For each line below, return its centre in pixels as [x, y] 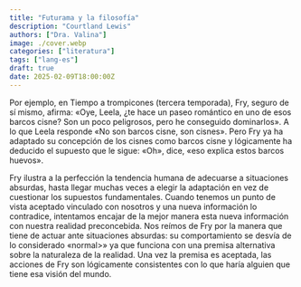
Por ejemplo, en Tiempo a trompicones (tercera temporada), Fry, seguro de [149, 102]
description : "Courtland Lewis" [70, 26]
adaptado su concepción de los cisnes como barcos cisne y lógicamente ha [151, 140]
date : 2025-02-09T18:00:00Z [62, 77]
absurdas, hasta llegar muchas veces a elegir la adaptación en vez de [139, 187]
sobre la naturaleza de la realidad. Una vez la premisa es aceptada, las [141, 254]
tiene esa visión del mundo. [61, 273]
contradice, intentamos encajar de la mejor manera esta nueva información [149, 216]
